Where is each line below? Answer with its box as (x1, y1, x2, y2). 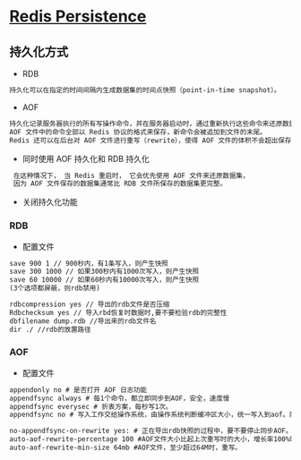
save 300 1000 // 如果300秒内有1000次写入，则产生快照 (9, 267, 200, 277)
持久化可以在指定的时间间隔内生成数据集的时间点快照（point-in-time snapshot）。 (9, 86, 281, 95)
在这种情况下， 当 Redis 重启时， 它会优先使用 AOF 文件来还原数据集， (13, 171, 250, 180)
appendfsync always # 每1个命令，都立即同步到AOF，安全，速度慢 (9, 394, 230, 403)
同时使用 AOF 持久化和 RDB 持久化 (21, 153, 150, 164)
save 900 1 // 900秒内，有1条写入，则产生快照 (9, 259, 168, 268)
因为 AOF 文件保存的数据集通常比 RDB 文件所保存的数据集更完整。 (13, 179, 227, 189)
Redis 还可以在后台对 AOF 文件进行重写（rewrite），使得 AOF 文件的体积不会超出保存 (9, 136, 292, 145)
